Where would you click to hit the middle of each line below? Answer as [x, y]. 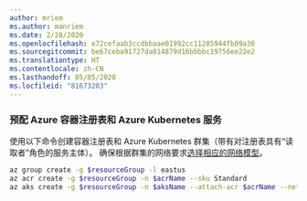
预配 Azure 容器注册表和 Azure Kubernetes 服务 [116, 120]
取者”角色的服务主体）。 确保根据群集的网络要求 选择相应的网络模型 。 [138, 153]
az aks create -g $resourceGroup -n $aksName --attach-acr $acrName [143, 187]
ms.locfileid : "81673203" [58, 86]
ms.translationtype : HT [55, 60]
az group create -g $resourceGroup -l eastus [97, 170]
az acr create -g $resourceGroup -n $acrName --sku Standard [128, 178]
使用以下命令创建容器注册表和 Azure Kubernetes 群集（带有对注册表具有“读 [152, 141]
